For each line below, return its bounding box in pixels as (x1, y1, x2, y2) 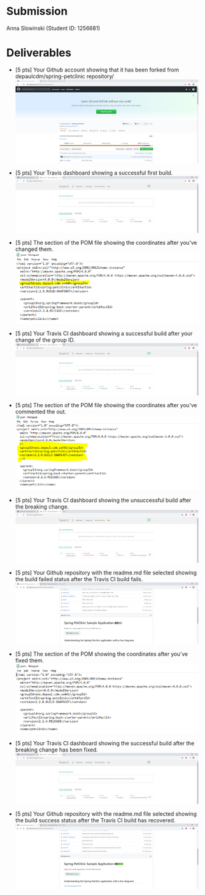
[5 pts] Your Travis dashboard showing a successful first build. (15, 169, 173, 176)
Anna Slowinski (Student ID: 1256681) (6, 24, 101, 32)
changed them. (15, 245, 54, 253)
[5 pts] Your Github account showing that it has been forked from (15, 66, 179, 73)
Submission (6, 4, 68, 18)
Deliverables (6, 46, 71, 60)
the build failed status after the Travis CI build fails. (15, 576, 143, 583)
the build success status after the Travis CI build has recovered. (15, 816, 176, 824)
